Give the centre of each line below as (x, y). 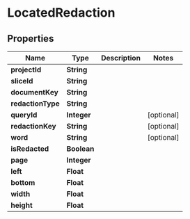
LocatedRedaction (61, 13)
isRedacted (30, 149)
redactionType (35, 104)
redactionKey (34, 126)
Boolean (80, 149)
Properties (31, 39)
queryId (24, 115)
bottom (23, 182)
